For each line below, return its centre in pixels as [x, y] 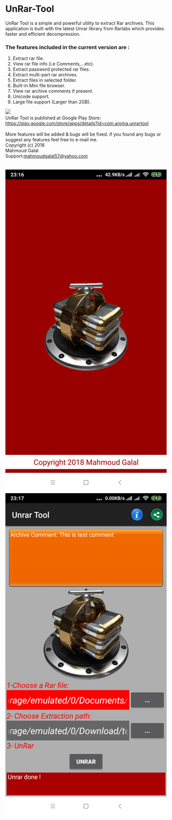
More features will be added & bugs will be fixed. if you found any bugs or [83, 134]
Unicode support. [31, 97]
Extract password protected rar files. [51, 69]
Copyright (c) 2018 [25, 145]
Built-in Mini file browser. [39, 86]
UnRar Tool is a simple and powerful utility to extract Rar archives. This [80, 23]
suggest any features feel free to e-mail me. [52, 140]
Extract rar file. [28, 58]
